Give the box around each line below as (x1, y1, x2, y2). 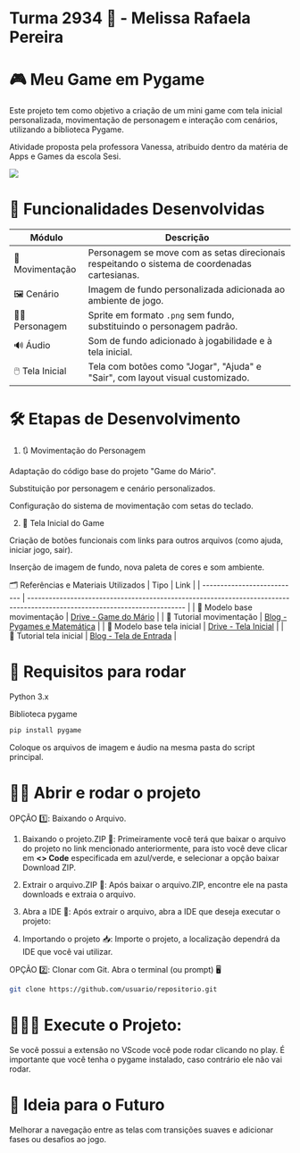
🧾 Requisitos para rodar (9, 662, 187, 682)
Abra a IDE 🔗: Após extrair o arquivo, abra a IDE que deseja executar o (21, 906, 281, 916)
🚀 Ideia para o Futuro (9, 1094, 165, 1115)
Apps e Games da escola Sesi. (9, 151, 121, 162)
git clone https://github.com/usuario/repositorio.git (9, 984, 218, 994)
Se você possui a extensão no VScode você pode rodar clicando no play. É (9, 1044, 286, 1055)
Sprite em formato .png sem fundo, (87, 309, 235, 322)
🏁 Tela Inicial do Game (21, 518, 104, 528)
